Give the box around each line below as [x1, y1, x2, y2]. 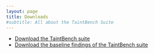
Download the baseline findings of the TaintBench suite [14, 41, 148, 48]
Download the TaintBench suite [14, 35, 90, 42]
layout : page [6, 8, 38, 15]
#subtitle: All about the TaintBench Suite [6, 19, 114, 25]
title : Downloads [6, 14, 49, 20]
